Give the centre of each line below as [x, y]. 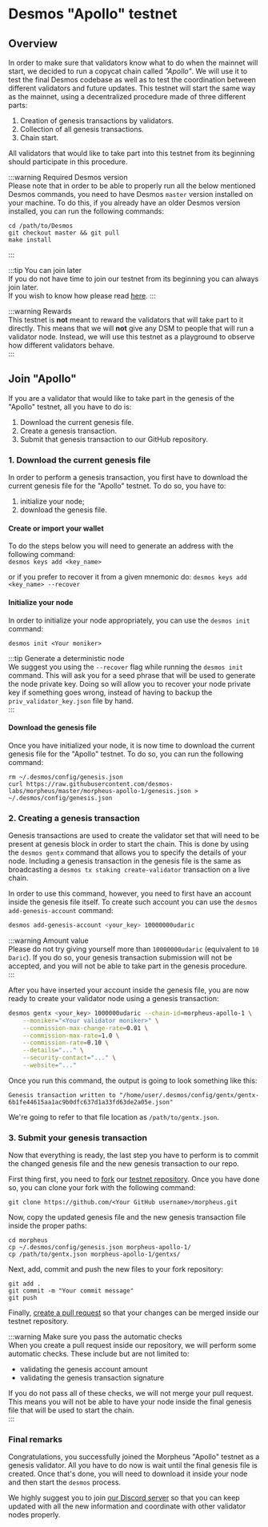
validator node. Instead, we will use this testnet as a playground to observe [132, 337]
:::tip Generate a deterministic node [66, 658]
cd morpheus [28, 1240]
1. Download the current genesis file [80, 459]
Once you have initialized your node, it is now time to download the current [132, 745]
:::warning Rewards [40, 311]
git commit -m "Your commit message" [71, 1291]
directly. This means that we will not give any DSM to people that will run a [131, 328]
